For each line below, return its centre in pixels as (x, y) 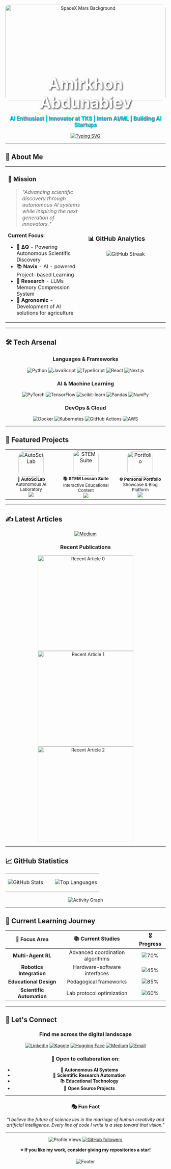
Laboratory (31, 489)
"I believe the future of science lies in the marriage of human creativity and (85, 1120)
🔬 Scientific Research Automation (89, 1075)
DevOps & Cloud (85, 408)
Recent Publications (85, 547)
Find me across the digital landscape (85, 1034)
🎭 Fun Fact (85, 1106)
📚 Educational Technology (89, 1081)
